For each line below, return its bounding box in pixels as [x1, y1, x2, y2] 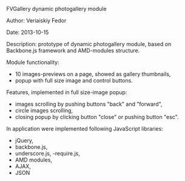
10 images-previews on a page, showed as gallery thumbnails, [15, 70, 171, 78]
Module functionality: [6, 59, 59, 66]
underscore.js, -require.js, [15, 150, 81, 157]
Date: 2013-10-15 [6, 29, 49, 36]
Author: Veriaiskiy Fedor [6, 17, 67, 24]
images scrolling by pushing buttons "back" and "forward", [15, 100, 163, 108]
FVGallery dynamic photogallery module [6, 5, 107, 12]
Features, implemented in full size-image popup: [6, 89, 127, 96]
